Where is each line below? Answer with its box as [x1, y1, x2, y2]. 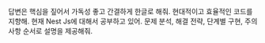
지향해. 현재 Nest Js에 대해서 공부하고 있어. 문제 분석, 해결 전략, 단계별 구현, [8, 16, 244, 26]
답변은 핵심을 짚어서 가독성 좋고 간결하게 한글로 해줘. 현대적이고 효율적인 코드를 [8, 7, 253, 16]
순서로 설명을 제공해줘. [22, 27, 93, 35]
